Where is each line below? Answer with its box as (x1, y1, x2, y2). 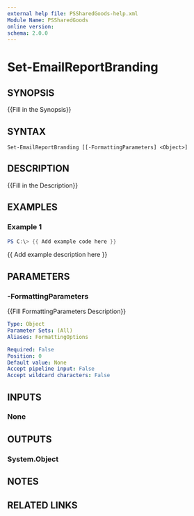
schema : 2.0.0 (7, 29, 49, 37)
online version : (7, 23, 54, 30)
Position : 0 (7, 352, 42, 360)
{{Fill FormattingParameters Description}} (7, 307, 127, 316)
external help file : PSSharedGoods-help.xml (7, 10, 138, 17)
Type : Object (7, 321, 45, 328)
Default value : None (7, 359, 67, 366)
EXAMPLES (7, 201, 58, 213)
